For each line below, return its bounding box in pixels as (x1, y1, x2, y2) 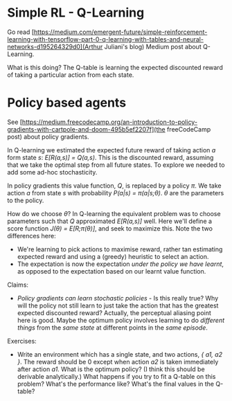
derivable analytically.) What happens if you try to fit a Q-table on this (17, 372, 216, 380)
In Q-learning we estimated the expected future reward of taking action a (7, 145, 216, 154)
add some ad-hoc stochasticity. (7, 168, 98, 176)
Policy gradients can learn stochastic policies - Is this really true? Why (17, 294, 219, 302)
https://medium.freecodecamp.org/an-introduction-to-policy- (21, 118, 198, 126)
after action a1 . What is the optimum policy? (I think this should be (17, 365, 206, 373)
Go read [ (7, 28, 35, 36)
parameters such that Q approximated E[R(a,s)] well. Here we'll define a (7, 217, 213, 225)
